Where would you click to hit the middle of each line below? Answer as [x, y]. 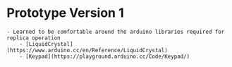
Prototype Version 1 [65, 13]
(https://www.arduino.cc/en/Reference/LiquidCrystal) [87, 50]
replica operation [33, 38]
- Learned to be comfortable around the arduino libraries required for [116, 32]
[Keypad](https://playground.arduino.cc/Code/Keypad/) [108, 56]
